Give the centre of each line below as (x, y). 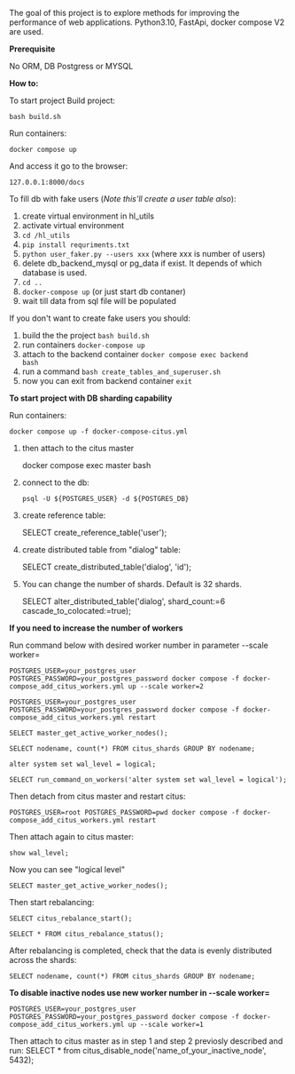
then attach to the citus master (78, 448)
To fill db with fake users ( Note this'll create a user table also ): (123, 199)
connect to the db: (56, 482)
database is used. (54, 273)
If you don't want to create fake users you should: (100, 318)
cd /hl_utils (46, 235)
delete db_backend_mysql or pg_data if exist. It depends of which (142, 263)
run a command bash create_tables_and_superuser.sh (121, 371)
